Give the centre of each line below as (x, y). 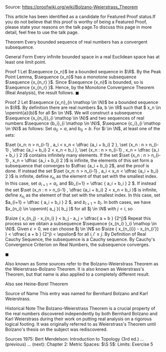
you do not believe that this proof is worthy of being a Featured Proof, (76, 22)
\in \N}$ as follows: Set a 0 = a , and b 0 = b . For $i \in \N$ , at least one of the (83, 129)
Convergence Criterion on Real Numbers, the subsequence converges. (78, 245)
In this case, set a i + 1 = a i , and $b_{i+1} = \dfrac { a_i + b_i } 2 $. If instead (81, 184)
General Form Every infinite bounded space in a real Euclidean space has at (83, 57)
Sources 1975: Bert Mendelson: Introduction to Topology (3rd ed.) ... (75, 339)
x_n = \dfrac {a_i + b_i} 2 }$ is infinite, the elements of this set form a (83, 160)
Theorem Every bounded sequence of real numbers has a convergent (76, 42)
